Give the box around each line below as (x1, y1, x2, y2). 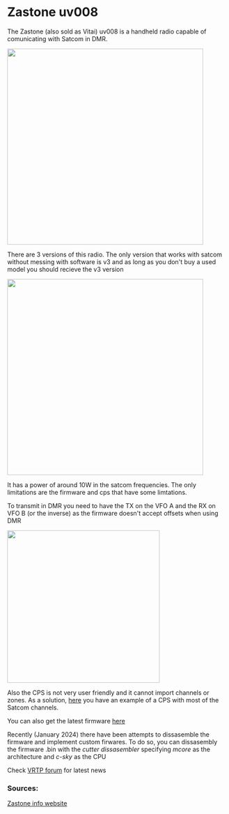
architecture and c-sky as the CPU (7, 752, 106, 760)
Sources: (7, 783, 39, 793)
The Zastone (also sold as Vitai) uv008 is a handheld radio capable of (7, 27, 207, 36)
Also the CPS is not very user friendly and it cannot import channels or (7, 688, 210, 697)
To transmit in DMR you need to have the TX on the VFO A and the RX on (7, 501, 216, 509)
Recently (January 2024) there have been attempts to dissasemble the (7, 730, 210, 739)
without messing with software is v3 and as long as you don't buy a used (7, 257, 216, 266)
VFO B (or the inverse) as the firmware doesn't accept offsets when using (7, 509, 219, 517)
